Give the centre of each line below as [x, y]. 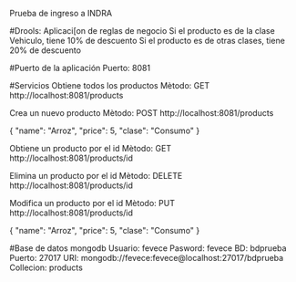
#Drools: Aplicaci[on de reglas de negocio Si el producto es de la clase [142, 31]
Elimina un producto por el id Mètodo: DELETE [96, 176]
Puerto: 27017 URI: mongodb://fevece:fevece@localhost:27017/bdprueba [147, 258]
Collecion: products [46, 267]
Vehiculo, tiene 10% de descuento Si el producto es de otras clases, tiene [147, 41]
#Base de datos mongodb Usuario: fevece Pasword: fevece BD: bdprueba [148, 248]
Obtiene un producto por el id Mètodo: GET [90, 148]
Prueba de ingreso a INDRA [61, 13]
